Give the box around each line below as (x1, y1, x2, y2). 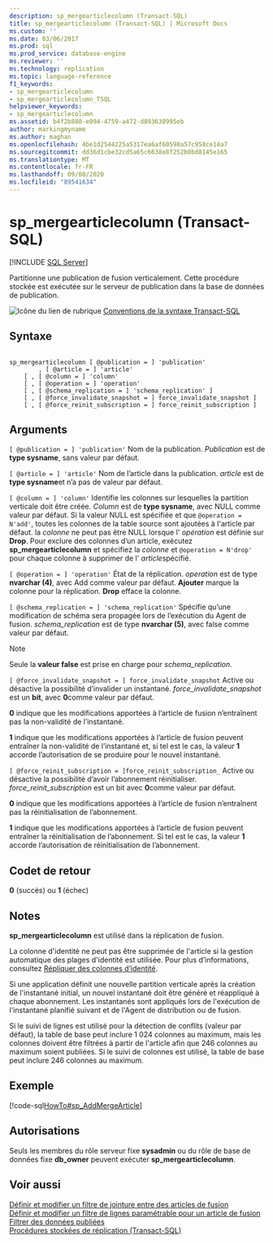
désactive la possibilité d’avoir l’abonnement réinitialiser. (9, 774, 197, 784)
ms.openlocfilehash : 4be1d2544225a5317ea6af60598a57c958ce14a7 (9, 140, 228, 149)
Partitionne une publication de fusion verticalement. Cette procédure (9, 273, 239, 283)
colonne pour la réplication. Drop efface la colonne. (9, 587, 182, 596)
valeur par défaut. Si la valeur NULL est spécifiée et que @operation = (9, 510, 242, 520)
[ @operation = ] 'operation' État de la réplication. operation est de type (9, 570, 258, 579)
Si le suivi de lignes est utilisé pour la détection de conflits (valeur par (9, 1021, 242, 1031)
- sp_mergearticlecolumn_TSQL (9, 95, 112, 103)
